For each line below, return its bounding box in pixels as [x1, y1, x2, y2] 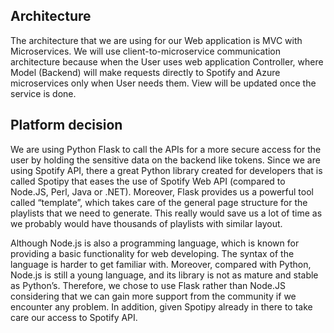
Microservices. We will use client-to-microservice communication [10, 45, 282, 57]
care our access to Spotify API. [10, 311, 138, 323]
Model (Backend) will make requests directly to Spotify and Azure [10, 66, 281, 78]
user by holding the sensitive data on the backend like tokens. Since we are [10, 154, 321, 166]
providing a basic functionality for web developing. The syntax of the [10, 247, 295, 259]
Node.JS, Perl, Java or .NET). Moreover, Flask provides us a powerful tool [10, 185, 314, 198]
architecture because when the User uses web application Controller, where [10, 55, 324, 68]
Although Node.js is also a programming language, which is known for [10, 237, 300, 249]
